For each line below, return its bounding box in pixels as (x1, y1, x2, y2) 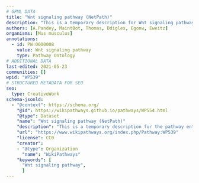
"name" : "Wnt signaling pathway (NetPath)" (17, 119, 126, 125)
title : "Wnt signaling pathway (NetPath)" (6, 14, 113, 20)
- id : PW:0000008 (11, 42, 54, 48)
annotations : (6, 36, 38, 42)
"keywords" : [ (17, 157, 52, 163)
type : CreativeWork (11, 91, 60, 97)
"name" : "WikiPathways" (21, 151, 81, 157)
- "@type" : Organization (17, 146, 78, 152)
